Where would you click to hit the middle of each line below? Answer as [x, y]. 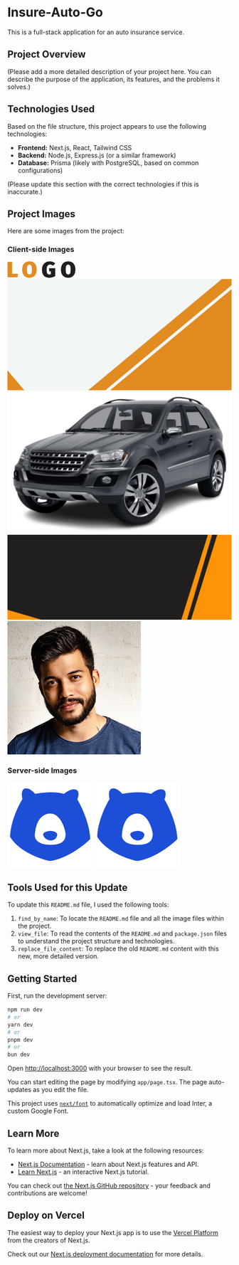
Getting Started [42, 979]
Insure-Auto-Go [55, 12]
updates [20, 1090]
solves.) [19, 87]
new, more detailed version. [58, 956]
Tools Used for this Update [68, 888]
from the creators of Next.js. [49, 1240]
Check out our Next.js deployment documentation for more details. [105, 1254]
